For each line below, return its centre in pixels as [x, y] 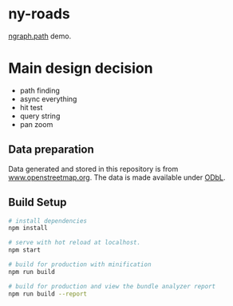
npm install [28, 229]
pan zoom [36, 124]
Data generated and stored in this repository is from [93, 169]
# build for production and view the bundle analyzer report [112, 286]
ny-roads [39, 14]
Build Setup [38, 203]
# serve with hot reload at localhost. [75, 243]
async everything [48, 99]
